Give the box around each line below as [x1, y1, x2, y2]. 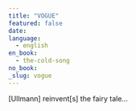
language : [8, 34, 42, 43]
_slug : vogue [8, 72, 52, 80]
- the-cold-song [15, 57, 70, 65]
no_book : [8, 64, 38, 72]
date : [8, 27, 27, 35]
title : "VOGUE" [8, 11, 60, 20]
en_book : [8, 49, 38, 57]
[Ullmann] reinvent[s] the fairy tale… [8, 93, 129, 103]
